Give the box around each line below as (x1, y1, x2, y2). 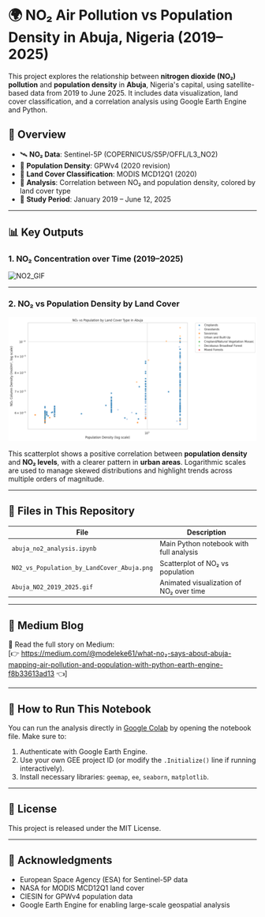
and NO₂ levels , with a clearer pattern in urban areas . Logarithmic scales (8, 457, 246, 466)
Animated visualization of (159, 578, 242, 587)
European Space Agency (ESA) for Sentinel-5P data (19, 874, 188, 884)
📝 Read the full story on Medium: (8, 640, 115, 649)
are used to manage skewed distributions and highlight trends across (8, 466, 233, 475)
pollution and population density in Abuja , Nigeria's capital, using (8, 80, 225, 89)
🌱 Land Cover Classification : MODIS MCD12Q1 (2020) (19, 169, 197, 179)
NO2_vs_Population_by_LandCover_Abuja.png (11, 564, 154, 572)
